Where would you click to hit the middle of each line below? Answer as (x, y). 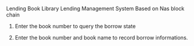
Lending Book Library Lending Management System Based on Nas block (96, 9)
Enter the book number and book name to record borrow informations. (101, 37)
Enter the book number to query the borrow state (75, 26)
